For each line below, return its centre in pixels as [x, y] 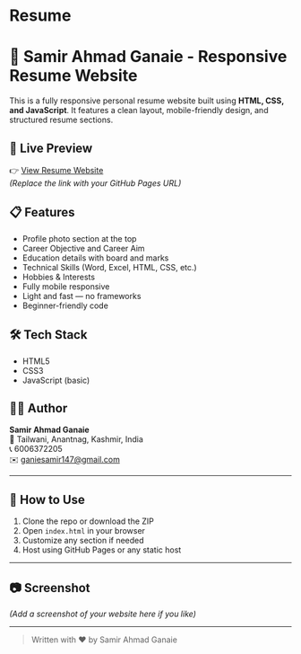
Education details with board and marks [95, 258]
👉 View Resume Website [56, 170]
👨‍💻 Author [39, 408]
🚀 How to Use [47, 499]
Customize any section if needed [83, 541]
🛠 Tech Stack [48, 335]
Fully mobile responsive [66, 286]
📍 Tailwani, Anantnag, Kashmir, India [76, 439]
